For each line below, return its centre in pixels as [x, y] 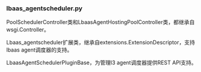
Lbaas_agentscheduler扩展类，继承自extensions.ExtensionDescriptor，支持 [101, 43]
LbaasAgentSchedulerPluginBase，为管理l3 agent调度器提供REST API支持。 [101, 63]
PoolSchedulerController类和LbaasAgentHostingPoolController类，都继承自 [100, 22]
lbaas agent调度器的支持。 [39, 50]
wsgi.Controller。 [28, 30]
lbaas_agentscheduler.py [44, 8]
